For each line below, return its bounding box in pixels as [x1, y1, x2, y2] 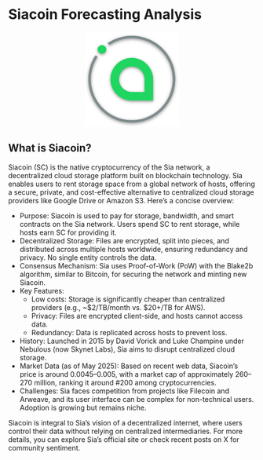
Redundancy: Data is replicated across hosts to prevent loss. [31, 327, 228, 337]
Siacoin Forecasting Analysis [8, 5, 203, 24]
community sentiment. [8, 443, 81, 452]
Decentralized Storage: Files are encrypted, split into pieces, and [19, 235, 229, 245]
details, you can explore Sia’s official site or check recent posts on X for [8, 434, 239, 444]
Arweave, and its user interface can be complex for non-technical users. [19, 394, 254, 403]
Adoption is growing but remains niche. [19, 403, 147, 412]
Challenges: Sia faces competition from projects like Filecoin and [19, 386, 230, 396]
